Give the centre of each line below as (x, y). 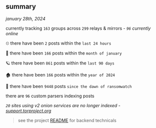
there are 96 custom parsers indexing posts (50, 96)
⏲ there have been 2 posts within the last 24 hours (59, 43)
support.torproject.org (28, 111)
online (12, 33)
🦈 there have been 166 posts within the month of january (64, 53)
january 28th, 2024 (26, 18)
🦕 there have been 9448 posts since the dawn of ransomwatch (69, 86)
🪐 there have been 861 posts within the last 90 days (60, 63)
